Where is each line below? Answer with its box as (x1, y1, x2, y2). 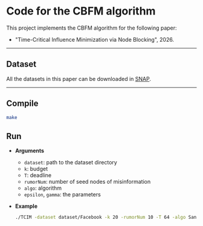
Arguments (14, 147, 44, 155)
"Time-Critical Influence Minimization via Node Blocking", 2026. (14, 36, 174, 43)
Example (14, 202, 38, 210)
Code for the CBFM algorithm (6, 4, 156, 18)
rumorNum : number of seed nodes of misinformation (24, 178, 151, 186)
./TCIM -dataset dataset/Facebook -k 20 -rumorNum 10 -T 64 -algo (14, 215, 186, 221)
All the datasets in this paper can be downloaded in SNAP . (6, 75, 151, 82)
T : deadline (24, 172, 52, 179)
